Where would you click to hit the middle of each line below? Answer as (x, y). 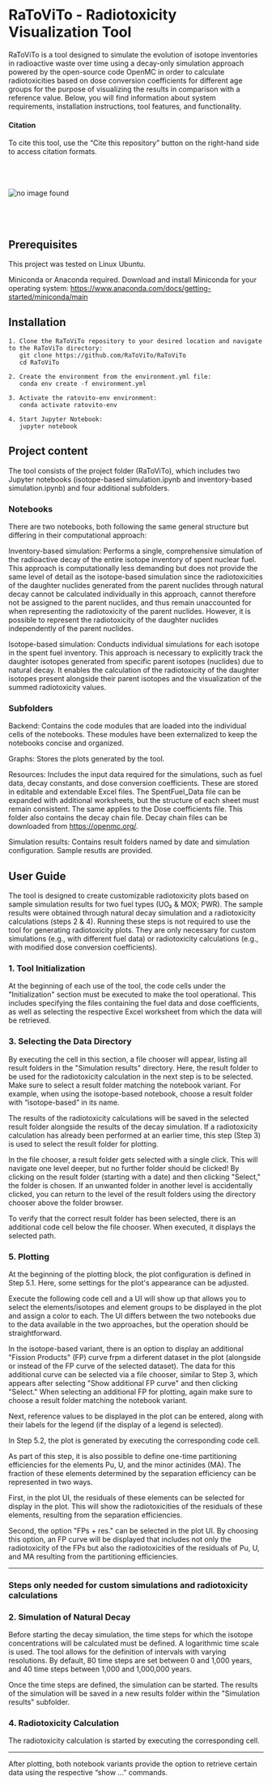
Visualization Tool (70, 32)
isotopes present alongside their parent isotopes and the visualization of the (135, 678)
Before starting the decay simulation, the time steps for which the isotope (131, 1635)
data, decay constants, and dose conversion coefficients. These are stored (134, 783)
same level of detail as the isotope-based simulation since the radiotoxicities (136, 577)
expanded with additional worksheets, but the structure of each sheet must (134, 800)
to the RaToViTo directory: (56, 348)
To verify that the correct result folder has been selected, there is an (122, 1218)
